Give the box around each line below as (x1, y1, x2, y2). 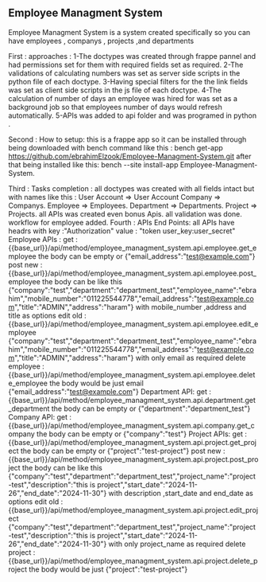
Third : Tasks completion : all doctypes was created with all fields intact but (8, 183, 255, 193)
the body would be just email (48, 378, 145, 388)
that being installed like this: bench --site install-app (8, 159, 179, 170)
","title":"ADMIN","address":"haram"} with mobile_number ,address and (14, 302, 247, 311)
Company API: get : (8, 412, 71, 421)
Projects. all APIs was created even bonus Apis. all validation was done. (8, 209, 242, 218)
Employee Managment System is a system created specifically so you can (8, 27, 251, 37)
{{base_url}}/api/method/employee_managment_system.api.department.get (8, 395, 256, 404)
